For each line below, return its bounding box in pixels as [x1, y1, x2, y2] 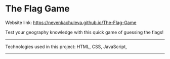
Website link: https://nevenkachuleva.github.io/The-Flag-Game [5, 19, 137, 25]
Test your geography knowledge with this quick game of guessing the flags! [5, 29, 163, 35]
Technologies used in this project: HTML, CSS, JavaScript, [5, 43, 127, 49]
